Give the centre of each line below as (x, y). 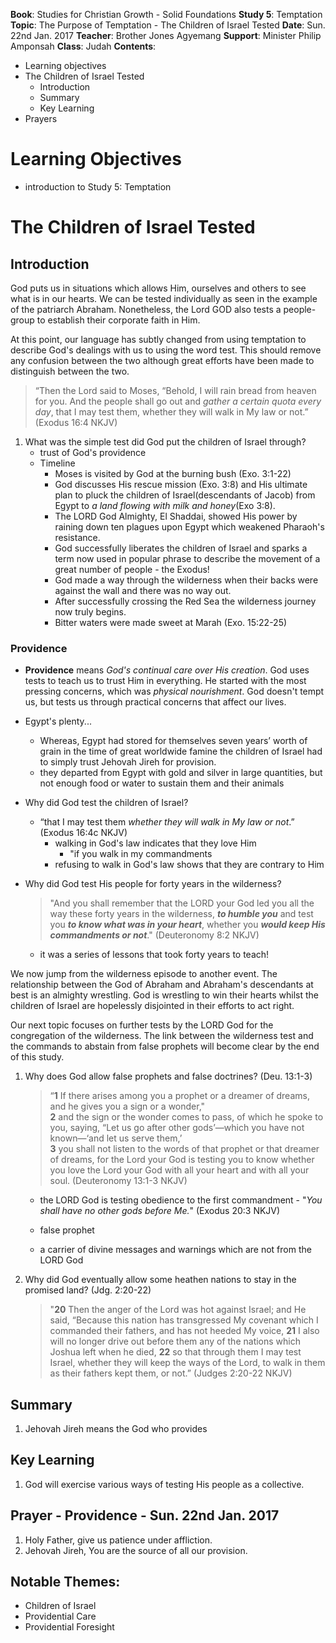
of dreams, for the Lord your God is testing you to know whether (182, 1160)
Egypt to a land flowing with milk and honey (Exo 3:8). (165, 505)
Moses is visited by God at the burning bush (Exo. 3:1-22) (173, 473)
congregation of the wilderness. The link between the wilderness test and (162, 1036)
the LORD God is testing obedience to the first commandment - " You (181, 1200)
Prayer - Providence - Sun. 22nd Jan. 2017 (145, 1515)
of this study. (37, 1057)
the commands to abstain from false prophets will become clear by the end (165, 1046)
